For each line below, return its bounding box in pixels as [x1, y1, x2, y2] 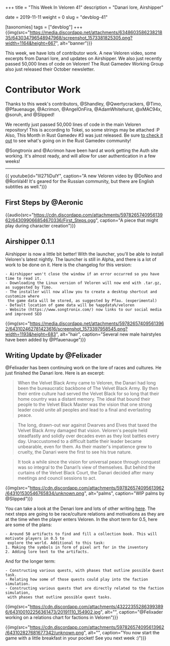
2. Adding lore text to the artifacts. [5, 550, 90, 555]
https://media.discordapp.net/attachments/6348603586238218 [29, 29, 163, 35]
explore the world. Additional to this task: [7, 540, 105, 545]
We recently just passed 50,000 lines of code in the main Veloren [5, 121, 141, 127]
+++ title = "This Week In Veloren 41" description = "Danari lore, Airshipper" [5, 5, 163, 10]
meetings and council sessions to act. [17, 475, 97, 481]
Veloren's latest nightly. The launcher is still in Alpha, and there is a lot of [5, 256, 157, 262]
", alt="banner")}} [55, 40, 93, 46]
